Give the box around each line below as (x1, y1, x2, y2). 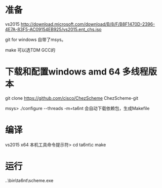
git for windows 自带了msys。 (5, 37, 66, 42)
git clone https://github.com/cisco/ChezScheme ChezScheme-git (5, 95, 138, 101)
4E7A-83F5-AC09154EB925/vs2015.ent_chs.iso (5, 26, 102, 32)
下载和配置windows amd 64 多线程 (5, 66, 149, 77)
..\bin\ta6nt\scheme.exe (5, 177, 53, 183)
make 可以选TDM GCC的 (5, 47, 56, 53)
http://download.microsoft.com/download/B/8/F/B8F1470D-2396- (20, 21, 155, 27)
